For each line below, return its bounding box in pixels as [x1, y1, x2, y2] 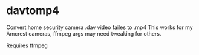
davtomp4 [6, 4, 59, 18]
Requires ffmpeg [6, 42, 48, 49]
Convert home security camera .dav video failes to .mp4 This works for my [6, 24, 193, 31]
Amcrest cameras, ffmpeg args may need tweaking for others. [6, 30, 161, 37]
